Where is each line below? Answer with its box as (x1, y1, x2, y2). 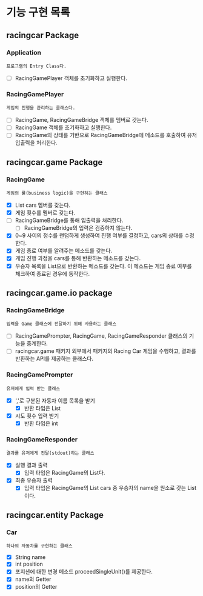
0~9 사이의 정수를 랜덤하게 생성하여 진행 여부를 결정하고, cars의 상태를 (15, 232, 184, 239)
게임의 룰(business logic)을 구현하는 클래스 (6, 190, 108, 196)
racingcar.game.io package (6, 288, 113, 298)
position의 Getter (15, 583, 58, 591)
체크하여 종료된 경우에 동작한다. (15, 270, 90, 277)
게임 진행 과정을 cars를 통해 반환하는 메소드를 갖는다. (15, 255, 141, 262)
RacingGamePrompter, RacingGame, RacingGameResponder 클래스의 (15, 332, 188, 340)
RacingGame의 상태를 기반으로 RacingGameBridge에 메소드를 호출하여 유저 (15, 132, 197, 139)
